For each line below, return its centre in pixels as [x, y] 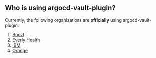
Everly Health [26, 40]
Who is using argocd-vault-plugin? [60, 8]
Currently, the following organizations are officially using [63, 20]
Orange [20, 50]
